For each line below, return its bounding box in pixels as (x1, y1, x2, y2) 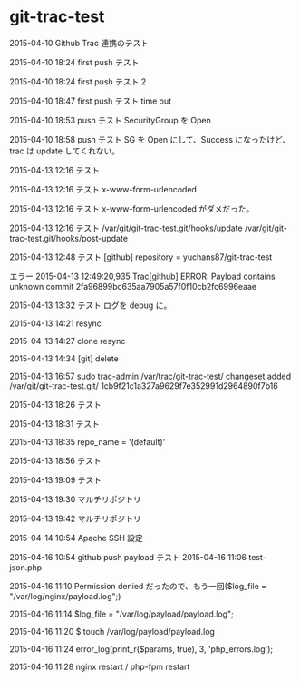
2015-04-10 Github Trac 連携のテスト (9, 37, 150, 48)
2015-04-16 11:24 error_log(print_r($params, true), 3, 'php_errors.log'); (9, 643, 274, 655)
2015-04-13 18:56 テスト (9, 455, 102, 466)
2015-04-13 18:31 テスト (9, 418, 101, 429)
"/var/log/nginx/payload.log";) (9, 590, 121, 601)
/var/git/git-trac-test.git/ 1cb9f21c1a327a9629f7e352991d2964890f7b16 (9, 380, 278, 391)
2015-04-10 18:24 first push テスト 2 (9, 75, 147, 87)
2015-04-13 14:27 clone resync (9, 335, 126, 346)
